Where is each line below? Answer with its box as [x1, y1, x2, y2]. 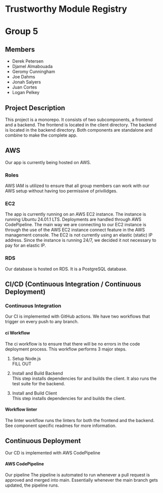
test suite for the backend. [12, 380, 65, 386]
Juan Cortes [12, 84, 38, 90]
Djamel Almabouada [12, 64, 53, 70]
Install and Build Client [12, 390, 57, 396]
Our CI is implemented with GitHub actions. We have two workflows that [5, 313, 150, 319]
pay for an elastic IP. [5, 242, 46, 248]
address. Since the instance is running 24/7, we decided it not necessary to [5, 237, 157, 243]
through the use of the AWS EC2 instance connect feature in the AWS [5, 227, 145, 233]
